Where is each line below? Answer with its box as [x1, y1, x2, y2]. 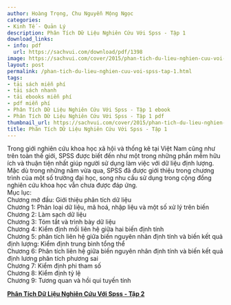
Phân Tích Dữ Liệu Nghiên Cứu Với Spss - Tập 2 [7, 290, 145, 298]
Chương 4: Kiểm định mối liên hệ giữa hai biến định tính [7, 225, 164, 233]
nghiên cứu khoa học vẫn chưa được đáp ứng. [7, 181, 137, 190]
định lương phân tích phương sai [7, 255, 98, 263]
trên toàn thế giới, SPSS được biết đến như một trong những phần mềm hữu [7, 152, 221, 160]
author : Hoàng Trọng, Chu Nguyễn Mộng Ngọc [7, 10, 134, 17]
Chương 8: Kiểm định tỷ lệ [7, 269, 81, 277]
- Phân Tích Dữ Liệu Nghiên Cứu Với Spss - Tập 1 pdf [7, 112, 165, 119]
